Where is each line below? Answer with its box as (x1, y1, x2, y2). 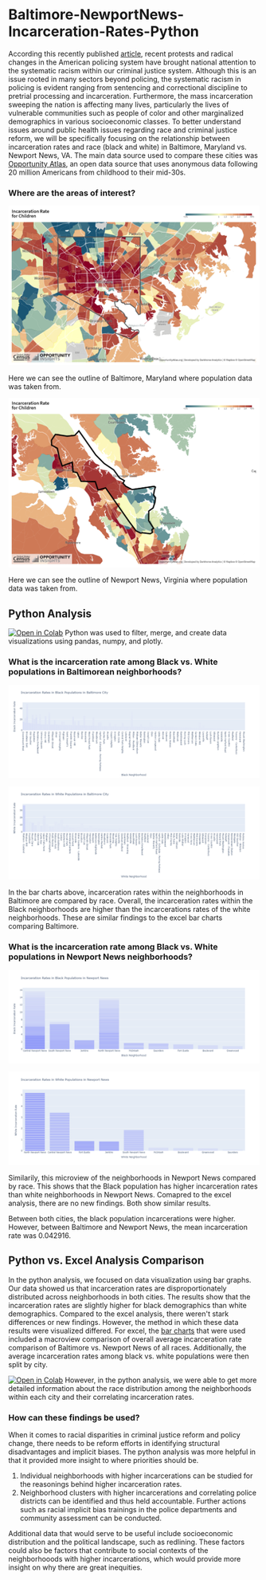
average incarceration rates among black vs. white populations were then (8, 1351, 249, 1361)
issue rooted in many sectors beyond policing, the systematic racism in (8, 74, 241, 84)
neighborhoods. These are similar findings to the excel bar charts (8, 913, 223, 922)
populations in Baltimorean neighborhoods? (8, 666, 182, 677)
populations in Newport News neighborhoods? (8, 951, 193, 962)
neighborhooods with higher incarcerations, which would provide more (8, 1554, 241, 1563)
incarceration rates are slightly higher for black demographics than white (8, 1300, 247, 1310)
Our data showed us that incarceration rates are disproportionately (8, 1283, 227, 1293)
